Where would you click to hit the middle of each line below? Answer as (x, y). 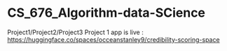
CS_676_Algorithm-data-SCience (106, 13)
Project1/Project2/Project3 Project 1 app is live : (75, 32)
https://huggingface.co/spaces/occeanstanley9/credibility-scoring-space (113, 39)
